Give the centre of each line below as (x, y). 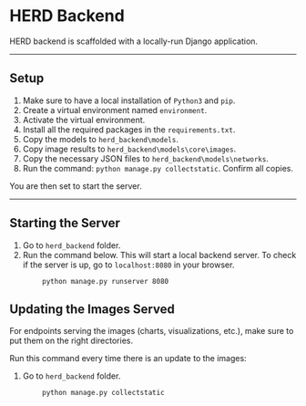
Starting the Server (65, 223)
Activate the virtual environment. (84, 120)
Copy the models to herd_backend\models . (101, 139)
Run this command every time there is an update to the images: (128, 359)
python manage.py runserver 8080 (106, 281)
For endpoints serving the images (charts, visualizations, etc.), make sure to (152, 331)
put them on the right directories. (71, 341)
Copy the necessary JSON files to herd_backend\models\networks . (145, 158)
